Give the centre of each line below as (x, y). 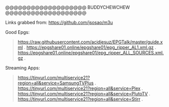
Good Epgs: (17, 32)
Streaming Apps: (23, 68)
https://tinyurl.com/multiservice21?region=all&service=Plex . (80, 88)
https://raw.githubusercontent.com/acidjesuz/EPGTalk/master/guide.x (90, 42)
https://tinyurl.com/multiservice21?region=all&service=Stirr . (80, 99)
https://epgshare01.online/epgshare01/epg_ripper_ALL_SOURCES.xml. (91, 53)
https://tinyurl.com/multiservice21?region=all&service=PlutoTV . (84, 94)
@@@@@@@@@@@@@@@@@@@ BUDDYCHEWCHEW (68, 7)
